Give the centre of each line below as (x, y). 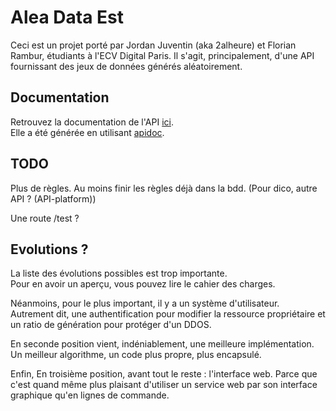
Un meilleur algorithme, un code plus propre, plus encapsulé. (136, 355)
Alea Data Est (67, 17)
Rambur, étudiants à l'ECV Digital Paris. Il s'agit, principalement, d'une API (162, 55)
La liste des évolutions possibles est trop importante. (119, 273)
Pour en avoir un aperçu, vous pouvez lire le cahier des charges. (143, 284)
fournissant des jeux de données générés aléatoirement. (126, 66)
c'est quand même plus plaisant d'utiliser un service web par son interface (164, 385)
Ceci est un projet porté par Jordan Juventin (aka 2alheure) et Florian (153, 45)
